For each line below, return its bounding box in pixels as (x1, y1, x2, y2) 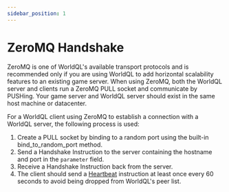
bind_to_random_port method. (17, 140, 103, 149)
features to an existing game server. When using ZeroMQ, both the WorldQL (7, 77, 222, 85)
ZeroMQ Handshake (7, 39, 124, 55)
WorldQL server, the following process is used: (7, 120, 140, 128)
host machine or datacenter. (7, 99, 87, 107)
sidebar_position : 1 (7, 10, 67, 17)
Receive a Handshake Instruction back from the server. (17, 162, 173, 171)
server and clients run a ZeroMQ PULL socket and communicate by (7, 84, 198, 93)
